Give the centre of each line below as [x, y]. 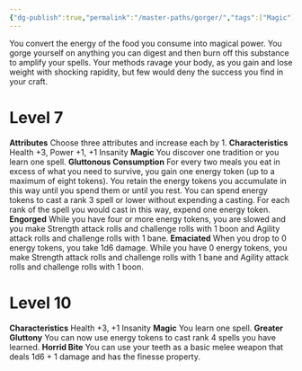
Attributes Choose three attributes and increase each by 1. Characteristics [149, 142]
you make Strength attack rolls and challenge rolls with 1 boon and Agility [145, 228]
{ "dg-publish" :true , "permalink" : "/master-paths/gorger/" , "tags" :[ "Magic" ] [152, 18]
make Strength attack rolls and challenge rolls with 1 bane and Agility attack [149, 257]
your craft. [28, 81]
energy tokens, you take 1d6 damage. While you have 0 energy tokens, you [148, 247]
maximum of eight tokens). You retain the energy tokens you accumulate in [148, 181]
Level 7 [36, 117]
